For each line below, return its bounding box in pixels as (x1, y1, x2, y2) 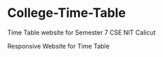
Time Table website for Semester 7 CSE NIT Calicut (7, 28, 156, 37)
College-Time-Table (7, 5, 126, 21)
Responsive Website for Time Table (7, 42, 110, 50)
